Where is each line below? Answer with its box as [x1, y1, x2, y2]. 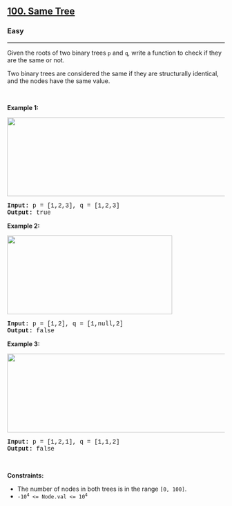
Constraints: [7, 471, 44, 480]
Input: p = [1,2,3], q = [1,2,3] [7, 201, 120, 210]
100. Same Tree [7, 6, 75, 17]
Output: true [7, 208, 51, 217]
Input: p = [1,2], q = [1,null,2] [7, 320, 124, 327]
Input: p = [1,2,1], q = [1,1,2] [7, 437, 120, 446]
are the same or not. [7, 55, 65, 64]
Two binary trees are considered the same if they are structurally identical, [7, 69, 219, 78]
